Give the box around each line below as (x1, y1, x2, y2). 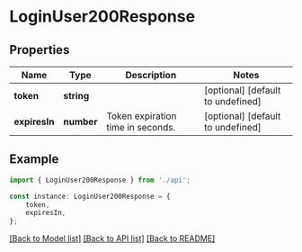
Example (9, 151, 59, 167)
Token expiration (106, 110, 177, 122)
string (62, 90, 90, 102)
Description (125, 69, 177, 81)
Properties (9, 42, 70, 58)
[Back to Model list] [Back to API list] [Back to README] (9, 233, 216, 244)
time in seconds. (106, 121, 176, 133)
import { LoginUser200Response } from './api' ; (9, 175, 191, 184)
